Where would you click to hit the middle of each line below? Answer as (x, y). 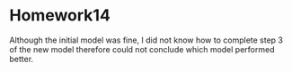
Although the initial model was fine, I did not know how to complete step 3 (146, 40)
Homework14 (60, 16)
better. (22, 59)
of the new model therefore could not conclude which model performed (142, 49)
